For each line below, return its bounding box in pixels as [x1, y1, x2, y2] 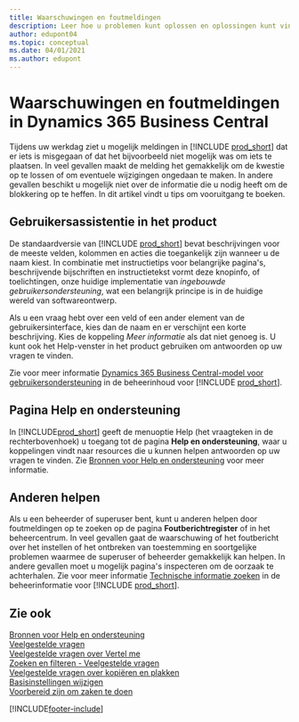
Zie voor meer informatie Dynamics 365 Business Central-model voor [9, 367, 264, 378]
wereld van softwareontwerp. [9, 295, 117, 306]
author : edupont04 [9, 29, 77, 38]
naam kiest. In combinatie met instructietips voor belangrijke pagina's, [9, 257, 266, 267]
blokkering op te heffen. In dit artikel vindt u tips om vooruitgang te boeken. [9, 188, 286, 199]
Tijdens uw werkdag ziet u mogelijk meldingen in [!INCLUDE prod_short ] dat [9, 141, 288, 152]
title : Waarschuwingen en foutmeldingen [9, 12, 162, 22]
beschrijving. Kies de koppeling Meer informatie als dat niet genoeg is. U [9, 331, 276, 341]
